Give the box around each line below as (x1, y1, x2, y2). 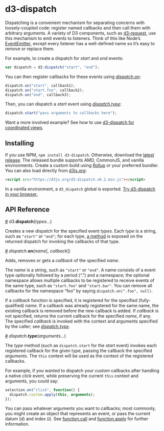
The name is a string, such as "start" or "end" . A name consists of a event (5, 267, 156, 273)
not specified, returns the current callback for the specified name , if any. (5, 313, 152, 319)
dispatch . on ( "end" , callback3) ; (5, 92, 71, 97)
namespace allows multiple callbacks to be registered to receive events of (5, 277, 155, 283)
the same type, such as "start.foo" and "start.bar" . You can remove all (5, 282, 153, 288)
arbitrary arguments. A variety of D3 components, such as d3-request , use (5, 30, 156, 36)
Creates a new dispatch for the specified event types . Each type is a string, (5, 228, 157, 234)
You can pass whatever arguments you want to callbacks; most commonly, (5, 405, 156, 411)
